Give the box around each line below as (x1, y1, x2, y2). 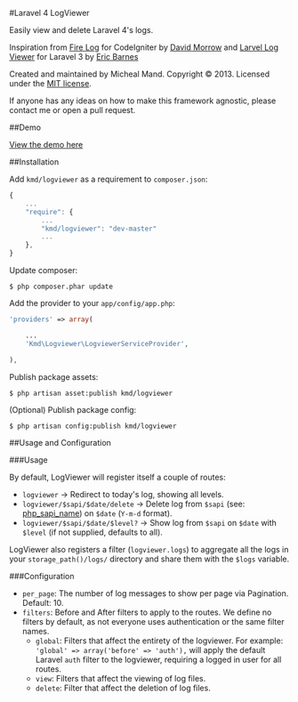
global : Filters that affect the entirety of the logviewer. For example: (35, 635, 284, 646)
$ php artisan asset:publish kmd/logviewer (9, 389, 173, 398)
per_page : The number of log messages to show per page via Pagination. (21, 587, 289, 599)
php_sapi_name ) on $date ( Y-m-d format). (21, 507, 173, 519)
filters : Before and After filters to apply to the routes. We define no (21, 607, 272, 617)
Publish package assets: (9, 371, 99, 382)
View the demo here (9, 140, 84, 149)
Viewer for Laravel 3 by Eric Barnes (9, 52, 139, 61)
